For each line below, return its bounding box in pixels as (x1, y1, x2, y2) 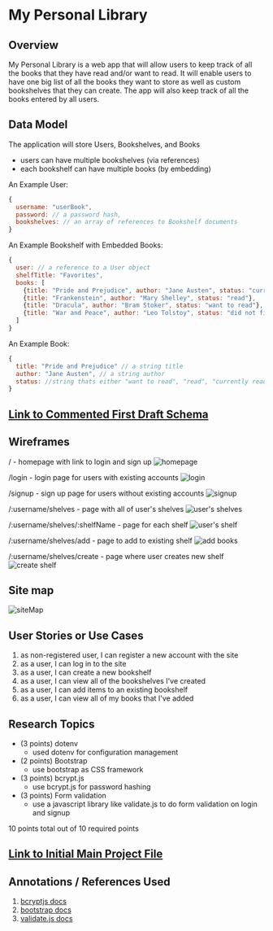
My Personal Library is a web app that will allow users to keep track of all (8, 59, 253, 69)
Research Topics (8, 717, 95, 731)
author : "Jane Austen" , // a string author (15, 369, 165, 378)
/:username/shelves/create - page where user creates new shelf (8, 551, 225, 561)
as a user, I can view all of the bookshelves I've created (19, 676, 206, 686)
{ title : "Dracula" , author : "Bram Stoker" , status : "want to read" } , (23, 301, 264, 310)
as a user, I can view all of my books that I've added (19, 693, 194, 703)
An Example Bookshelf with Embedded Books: (8, 240, 164, 250)
